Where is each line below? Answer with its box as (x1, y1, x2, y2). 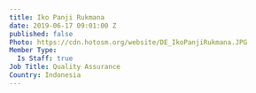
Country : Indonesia (9, 71, 81, 80)
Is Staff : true (17, 54, 74, 63)
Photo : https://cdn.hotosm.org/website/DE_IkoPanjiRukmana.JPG (9, 37, 248, 47)
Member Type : (9, 46, 58, 55)
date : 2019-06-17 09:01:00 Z (9, 21, 117, 30)
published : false (9, 29, 74, 38)
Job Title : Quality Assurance (9, 63, 121, 72)
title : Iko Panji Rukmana (9, 12, 105, 22)
